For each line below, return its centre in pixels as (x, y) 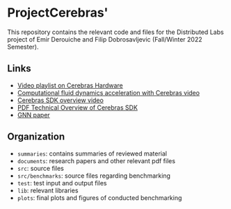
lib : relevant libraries (48, 190)
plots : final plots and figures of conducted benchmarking (99, 198)
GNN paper (33, 115)
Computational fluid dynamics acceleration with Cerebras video (109, 92)
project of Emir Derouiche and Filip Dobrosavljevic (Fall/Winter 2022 (105, 39)
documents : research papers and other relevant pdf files (96, 160)
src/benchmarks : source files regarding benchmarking (94, 176)
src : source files (40, 168)
